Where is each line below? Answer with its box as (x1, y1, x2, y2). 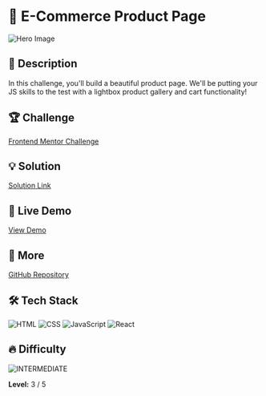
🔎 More (8, 249, 45, 262)
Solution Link (8, 180, 51, 191)
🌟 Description (8, 57, 78, 71)
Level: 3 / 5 (8, 379, 46, 389)
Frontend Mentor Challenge (8, 136, 99, 146)
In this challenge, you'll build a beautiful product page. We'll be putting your (8, 78, 258, 87)
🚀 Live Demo (8, 204, 72, 217)
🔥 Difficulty (8, 342, 66, 356)
